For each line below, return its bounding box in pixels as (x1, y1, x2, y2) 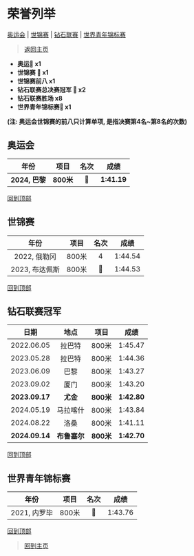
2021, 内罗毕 (10, 508, 54, 517)
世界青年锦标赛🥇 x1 (17, 103, 72, 111)
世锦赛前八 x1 (17, 76, 56, 85)
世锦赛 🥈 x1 (17, 68, 49, 76)
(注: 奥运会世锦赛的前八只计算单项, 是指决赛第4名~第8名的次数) (7, 117, 188, 125)
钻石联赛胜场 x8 (17, 94, 63, 102)
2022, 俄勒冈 (14, 251, 57, 261)
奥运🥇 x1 (17, 59, 41, 68)
